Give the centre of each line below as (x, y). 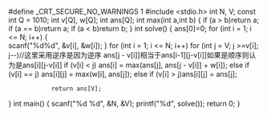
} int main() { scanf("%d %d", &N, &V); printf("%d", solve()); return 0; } (124, 104)
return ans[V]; (77, 89)
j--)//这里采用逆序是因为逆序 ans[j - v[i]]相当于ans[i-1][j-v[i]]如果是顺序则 (129, 55)
